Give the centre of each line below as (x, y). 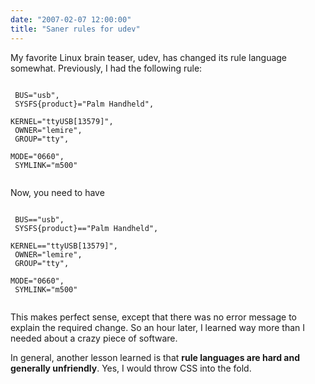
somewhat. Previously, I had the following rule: (106, 68)
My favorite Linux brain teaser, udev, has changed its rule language (149, 57)
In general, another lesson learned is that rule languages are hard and (155, 357)
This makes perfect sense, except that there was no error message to (153, 317)
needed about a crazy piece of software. (94, 338)
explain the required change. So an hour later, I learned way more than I (158, 327)
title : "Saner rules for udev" (75, 29)
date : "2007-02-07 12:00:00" (71, 19)
